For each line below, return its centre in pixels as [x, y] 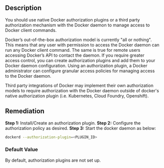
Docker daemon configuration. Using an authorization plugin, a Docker [76, 65]
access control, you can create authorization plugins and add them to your [80, 60]
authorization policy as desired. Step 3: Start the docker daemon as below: [81, 128]
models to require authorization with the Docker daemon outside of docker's [82, 90]
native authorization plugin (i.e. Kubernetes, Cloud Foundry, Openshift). [77, 96]
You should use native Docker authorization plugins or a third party [73, 20]
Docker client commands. [31, 30]
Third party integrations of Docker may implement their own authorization [79, 85]
